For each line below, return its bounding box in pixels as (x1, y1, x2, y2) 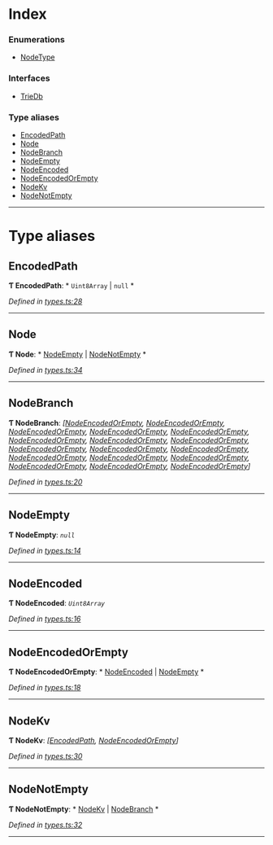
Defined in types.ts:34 (8, 365, 83, 374)
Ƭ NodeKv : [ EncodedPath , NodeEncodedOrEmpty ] (8, 735, 179, 745)
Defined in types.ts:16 (8, 614, 81, 624)
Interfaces (8, 72, 50, 84)
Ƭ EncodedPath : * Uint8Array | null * (8, 281, 135, 291)
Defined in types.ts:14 (8, 545, 81, 555)
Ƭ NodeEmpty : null (8, 530, 76, 540)
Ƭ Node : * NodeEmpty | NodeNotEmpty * (8, 349, 147, 359)
